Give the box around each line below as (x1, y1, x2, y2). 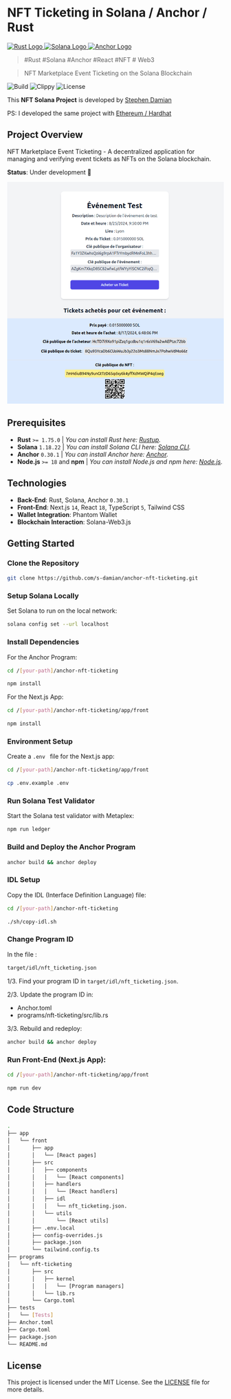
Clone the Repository (7, 558, 80, 568)
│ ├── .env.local (7, 1225, 76, 1232)
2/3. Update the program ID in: (7, 990, 94, 999)
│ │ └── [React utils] (7, 1217, 109, 1224)
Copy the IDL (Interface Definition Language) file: (7, 890, 146, 899)
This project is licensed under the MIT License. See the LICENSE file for (7, 1378, 210, 1387)
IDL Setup (7, 875, 41, 885)
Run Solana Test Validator (7, 796, 95, 806)
